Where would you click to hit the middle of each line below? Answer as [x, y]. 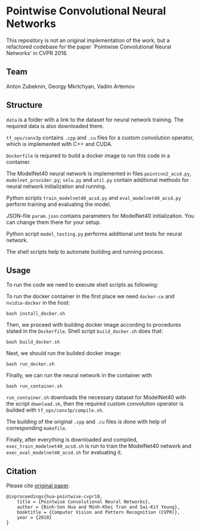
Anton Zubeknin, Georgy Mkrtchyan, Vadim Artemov [71, 86]
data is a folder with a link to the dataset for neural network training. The [95, 119]
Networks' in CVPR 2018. [37, 53]
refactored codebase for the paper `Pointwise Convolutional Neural [89, 47]
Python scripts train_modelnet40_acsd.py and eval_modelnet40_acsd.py [94, 198]
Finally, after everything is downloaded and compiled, [72, 440]
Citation [21, 471]
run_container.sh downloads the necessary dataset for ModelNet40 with [96, 398]
